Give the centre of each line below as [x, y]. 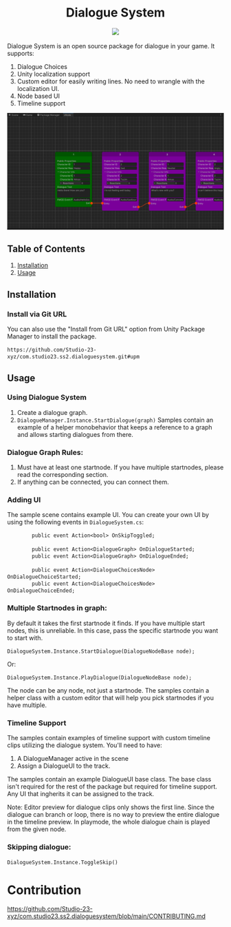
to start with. [25, 638]
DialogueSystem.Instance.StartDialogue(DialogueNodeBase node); [101, 651]
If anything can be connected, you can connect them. [93, 482]
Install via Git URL [37, 314]
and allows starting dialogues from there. [75, 434]
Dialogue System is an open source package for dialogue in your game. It [111, 45]
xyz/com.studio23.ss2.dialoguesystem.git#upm [73, 357]
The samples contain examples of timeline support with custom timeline [109, 738]
